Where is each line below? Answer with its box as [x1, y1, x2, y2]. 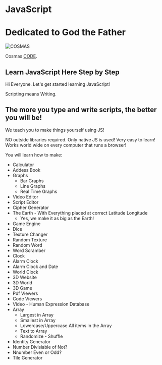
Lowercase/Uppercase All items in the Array [20, 322, 112, 329]
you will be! [5, 114, 42, 122]
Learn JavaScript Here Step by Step [5, 68, 120, 76]
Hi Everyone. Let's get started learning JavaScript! [5, 81, 110, 87]
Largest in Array [20, 311, 54, 318]
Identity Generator [12, 338, 51, 344]
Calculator [12, 162, 34, 168]
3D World [12, 279, 33, 286]
